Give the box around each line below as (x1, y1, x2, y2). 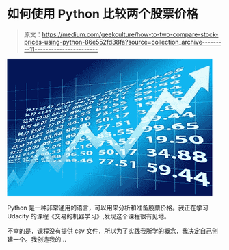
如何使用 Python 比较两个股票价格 (7, 6, 199, 22)
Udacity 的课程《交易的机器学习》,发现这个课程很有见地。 (7, 212, 170, 220)
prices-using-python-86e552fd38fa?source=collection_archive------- (23, 38, 222, 46)
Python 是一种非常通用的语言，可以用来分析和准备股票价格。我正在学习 (7, 203, 208, 212)
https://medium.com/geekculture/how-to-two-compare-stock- (42, 30, 219, 38)
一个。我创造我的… (12, 235, 67, 243)
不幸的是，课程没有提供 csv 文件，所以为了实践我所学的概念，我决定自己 (7, 227, 213, 235)
